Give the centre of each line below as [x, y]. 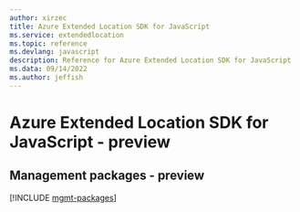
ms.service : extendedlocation [67, 35]
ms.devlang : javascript [55, 52]
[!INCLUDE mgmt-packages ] [63, 197]
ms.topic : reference [49, 43]
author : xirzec [38, 18]
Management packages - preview [107, 176]
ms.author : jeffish [47, 78]
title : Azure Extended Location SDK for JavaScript [109, 26]
